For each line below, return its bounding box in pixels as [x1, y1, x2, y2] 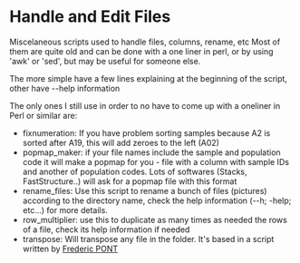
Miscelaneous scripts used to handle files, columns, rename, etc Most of [9, 36, 281, 47]
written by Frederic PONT [22, 243, 119, 254]
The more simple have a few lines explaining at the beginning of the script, [9, 73, 288, 83]
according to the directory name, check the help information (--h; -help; [22, 195, 292, 206]
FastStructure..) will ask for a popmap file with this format [22, 175, 237, 187]
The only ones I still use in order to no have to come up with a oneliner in [9, 100, 281, 111]
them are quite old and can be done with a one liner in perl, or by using [9, 45, 274, 56]
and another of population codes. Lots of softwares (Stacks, [22, 166, 247, 177]
